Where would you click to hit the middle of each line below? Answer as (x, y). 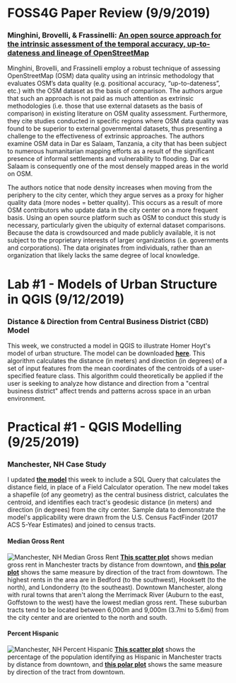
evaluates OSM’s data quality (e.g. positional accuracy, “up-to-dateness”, (114, 84)
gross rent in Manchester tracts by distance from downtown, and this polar (117, 565)
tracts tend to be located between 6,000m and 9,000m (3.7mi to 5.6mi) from (118, 610)
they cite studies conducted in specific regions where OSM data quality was (118, 121)
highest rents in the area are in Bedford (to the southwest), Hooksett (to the (117, 579)
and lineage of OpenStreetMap (95, 53)
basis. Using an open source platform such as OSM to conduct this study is (117, 218)
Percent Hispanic (33, 633)
